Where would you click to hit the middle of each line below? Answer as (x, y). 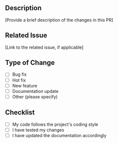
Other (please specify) (35, 97)
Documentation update (35, 91)
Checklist (20, 113)
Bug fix (19, 74)
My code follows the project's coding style (55, 124)
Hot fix (19, 80)
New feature (25, 86)
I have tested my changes (38, 130)
